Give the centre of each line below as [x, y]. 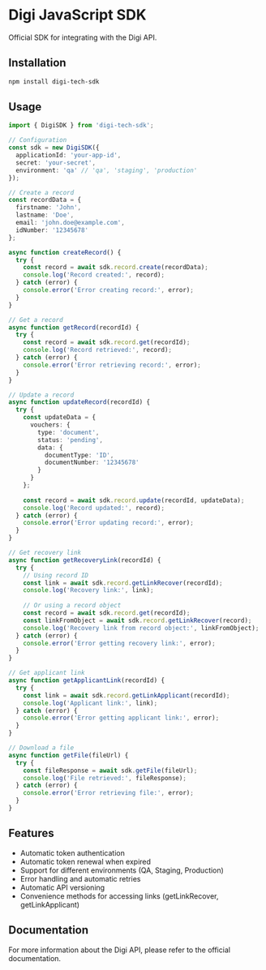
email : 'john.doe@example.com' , [71, 223]
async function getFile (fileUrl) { [69, 755]
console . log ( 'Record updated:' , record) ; [94, 508]
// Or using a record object [72, 606]
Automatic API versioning [62, 887]
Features [31, 833]
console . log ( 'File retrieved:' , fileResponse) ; [105, 778]
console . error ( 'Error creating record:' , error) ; [109, 290]
